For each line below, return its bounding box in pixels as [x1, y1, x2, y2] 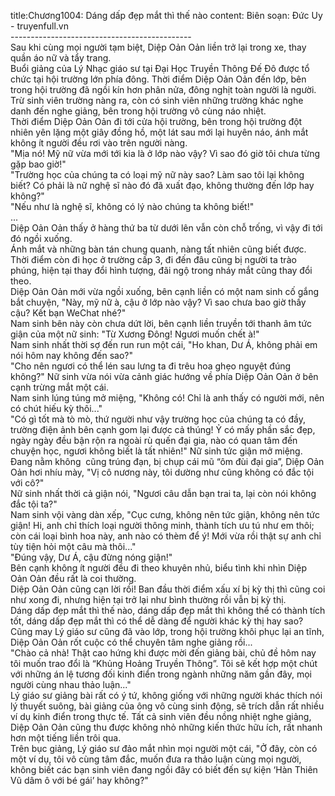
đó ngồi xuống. [10, 233, 73, 244]
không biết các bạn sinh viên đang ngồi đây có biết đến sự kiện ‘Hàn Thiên [10, 764, 318, 775]
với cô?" [10, 477, 45, 489]
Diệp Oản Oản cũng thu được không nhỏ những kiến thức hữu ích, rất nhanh [10, 721, 323, 733]
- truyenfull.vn [10, 20, 69, 32]
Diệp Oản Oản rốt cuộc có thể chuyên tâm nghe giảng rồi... [10, 636, 253, 648]
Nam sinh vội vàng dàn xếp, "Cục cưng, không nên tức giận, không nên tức [10, 509, 320, 520]
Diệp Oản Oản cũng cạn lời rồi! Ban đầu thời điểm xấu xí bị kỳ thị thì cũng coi [10, 583, 326, 595]
